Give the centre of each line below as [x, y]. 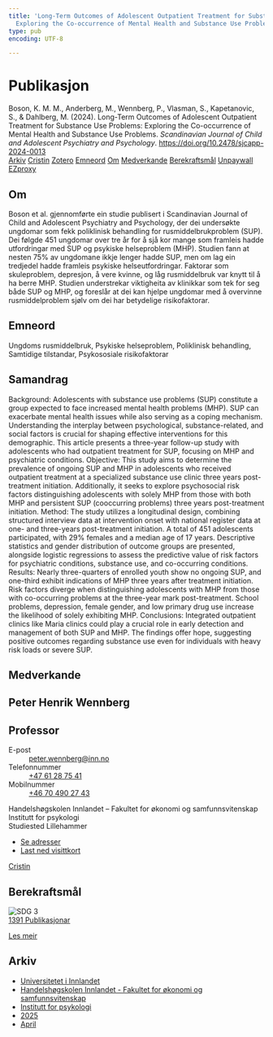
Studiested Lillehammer [48, 827]
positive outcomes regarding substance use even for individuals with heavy [135, 641]
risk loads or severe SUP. [51, 649]
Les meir [23, 936]
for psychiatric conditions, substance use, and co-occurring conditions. [128, 563]
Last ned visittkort [50, 851]
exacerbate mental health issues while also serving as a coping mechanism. [136, 416]
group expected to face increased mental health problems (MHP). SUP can [134, 408]
